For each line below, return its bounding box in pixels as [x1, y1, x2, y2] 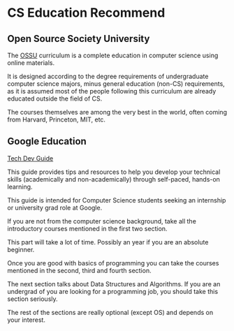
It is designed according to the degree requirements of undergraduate [7, 72, 209, 80]
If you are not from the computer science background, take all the [7, 216, 197, 225]
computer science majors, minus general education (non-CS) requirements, [7, 80, 225, 88]
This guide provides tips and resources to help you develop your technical [7, 168, 221, 176]
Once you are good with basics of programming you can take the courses [7, 258, 219, 267]
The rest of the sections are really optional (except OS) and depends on [7, 308, 214, 316]
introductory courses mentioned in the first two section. [7, 224, 168, 233]
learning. [7, 182, 33, 191]
